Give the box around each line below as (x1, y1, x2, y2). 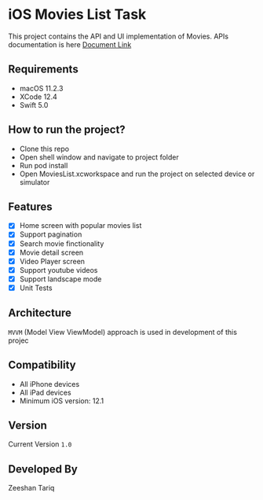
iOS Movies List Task (8, 6, 147, 24)
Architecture (8, 307, 72, 320)
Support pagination (19, 230, 82, 239)
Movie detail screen (19, 248, 84, 257)
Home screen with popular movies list (19, 221, 142, 230)
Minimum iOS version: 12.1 (19, 395, 104, 406)
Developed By (8, 462, 79, 476)
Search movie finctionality (19, 238, 104, 248)
